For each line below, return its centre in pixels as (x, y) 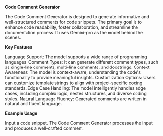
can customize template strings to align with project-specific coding (74, 83)
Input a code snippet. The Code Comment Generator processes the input (79, 123)
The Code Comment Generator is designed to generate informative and (77, 17)
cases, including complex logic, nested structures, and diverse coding (76, 93)
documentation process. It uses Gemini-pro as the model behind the (74, 32)
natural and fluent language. (34, 104)
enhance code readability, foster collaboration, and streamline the (72, 27)
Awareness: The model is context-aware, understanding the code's (73, 72)
